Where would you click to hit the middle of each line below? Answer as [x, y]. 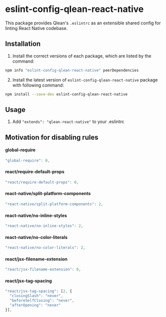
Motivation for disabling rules [52, 137]
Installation [23, 44]
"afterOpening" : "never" [35, 305]
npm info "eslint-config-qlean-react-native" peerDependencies [72, 70]
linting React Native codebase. [37, 28]
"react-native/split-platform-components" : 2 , [54, 204]
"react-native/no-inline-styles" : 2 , [44, 226]
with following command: [38, 85]
